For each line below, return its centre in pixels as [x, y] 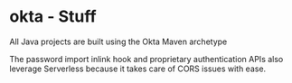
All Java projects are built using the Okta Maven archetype [118, 41]
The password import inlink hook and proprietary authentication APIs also [146, 59]
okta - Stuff [53, 17]
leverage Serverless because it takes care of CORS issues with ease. [138, 69]
